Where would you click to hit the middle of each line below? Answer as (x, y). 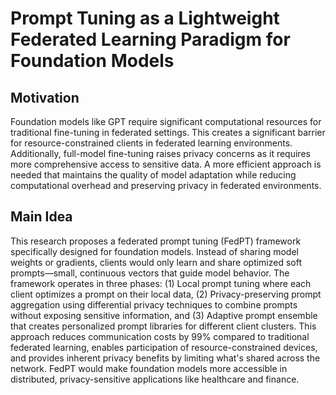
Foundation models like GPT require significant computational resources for (166, 121)
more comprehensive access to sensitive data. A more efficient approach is (166, 164)
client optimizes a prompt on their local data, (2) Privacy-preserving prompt (166, 294)
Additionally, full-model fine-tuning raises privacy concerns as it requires (160, 153)
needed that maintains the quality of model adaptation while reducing (153, 175)
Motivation (45, 97)
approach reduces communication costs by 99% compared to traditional (160, 336)
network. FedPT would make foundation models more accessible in (149, 368)
